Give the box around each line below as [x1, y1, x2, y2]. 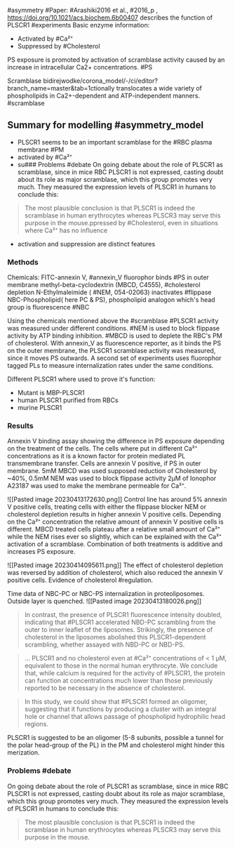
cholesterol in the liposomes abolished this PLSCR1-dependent [24, 633, 206, 642]
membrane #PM [17, 145, 65, 154]
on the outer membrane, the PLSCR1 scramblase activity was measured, [7, 347, 216, 355]
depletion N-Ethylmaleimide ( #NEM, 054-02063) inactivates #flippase [7, 288, 212, 297]
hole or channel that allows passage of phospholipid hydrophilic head [24, 713, 226, 721]
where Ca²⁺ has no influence [24, 226, 108, 234]
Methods [7, 257, 39, 267]
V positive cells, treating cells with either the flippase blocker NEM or [7, 503, 207, 511]
